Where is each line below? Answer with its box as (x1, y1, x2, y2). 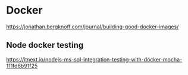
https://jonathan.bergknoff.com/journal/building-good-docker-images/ (6, 23, 179, 30)
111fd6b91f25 (6, 62, 38, 69)
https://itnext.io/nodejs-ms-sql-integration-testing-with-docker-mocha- (6, 56, 183, 63)
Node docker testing (6, 40, 84, 50)
